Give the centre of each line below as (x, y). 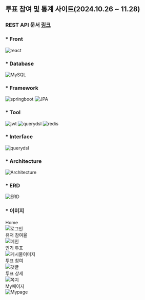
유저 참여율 (16, 235)
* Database (20, 63)
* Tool (13, 113)
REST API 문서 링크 (28, 25)
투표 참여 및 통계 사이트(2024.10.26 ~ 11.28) (73, 9)
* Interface (19, 137)
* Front (14, 39)
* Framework (22, 88)
